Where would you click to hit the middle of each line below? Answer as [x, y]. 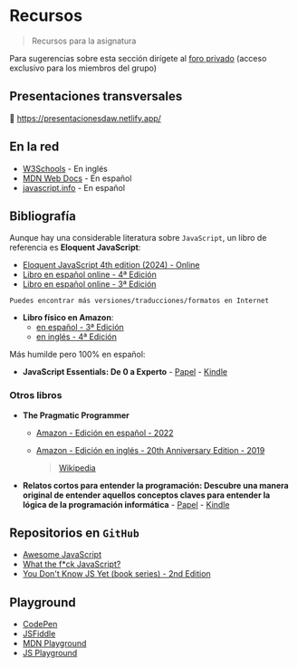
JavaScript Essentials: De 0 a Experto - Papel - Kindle [125, 372]
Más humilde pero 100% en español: [77, 355]
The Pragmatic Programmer [76, 415]
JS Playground [50, 653]
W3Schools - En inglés [65, 168]
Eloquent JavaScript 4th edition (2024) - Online [111, 265]
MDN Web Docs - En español [77, 178]
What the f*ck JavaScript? [72, 564]
